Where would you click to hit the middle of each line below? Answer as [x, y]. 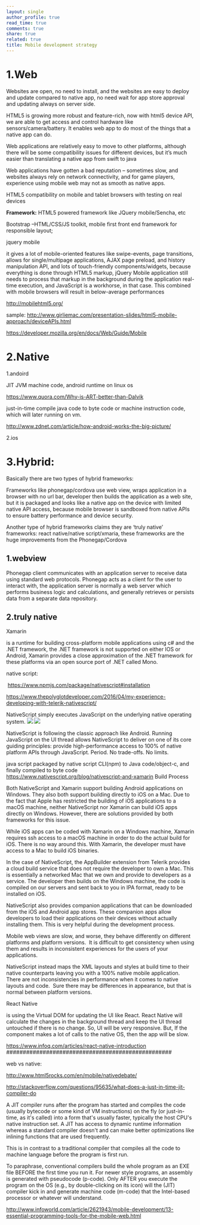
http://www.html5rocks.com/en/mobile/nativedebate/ [72, 1076]
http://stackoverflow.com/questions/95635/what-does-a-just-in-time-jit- [96, 1087]
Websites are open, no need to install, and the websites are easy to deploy [98, 91]
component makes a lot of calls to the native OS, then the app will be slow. [98, 1034]
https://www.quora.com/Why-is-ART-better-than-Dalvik [75, 396]
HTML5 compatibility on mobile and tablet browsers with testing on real [94, 194]
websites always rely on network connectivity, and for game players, [90, 176]
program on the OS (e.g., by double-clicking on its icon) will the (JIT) [90, 1185]
